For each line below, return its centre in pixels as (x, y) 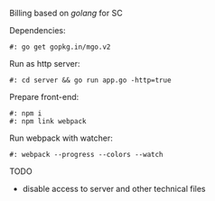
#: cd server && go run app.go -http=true (90, 80)
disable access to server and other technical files (114, 189)
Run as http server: (45, 64)
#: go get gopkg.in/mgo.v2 (60, 47)
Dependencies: (37, 30)
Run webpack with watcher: (61, 138)
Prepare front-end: (44, 97)
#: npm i (26, 114)
